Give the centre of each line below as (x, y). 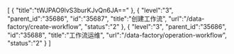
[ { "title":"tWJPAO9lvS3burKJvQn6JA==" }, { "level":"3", (90, 10)
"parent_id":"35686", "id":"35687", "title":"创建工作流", (87, 18)
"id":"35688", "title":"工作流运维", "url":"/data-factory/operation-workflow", (117, 35)
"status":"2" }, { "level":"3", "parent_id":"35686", (155, 27)
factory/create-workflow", (45, 27)
